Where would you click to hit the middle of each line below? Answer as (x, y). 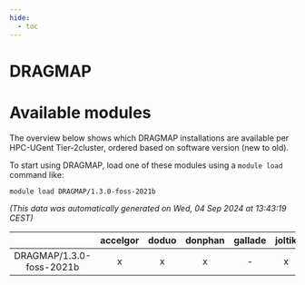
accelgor (119, 240)
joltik (286, 240)
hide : (20, 18)
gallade (250, 240)
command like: (37, 174)
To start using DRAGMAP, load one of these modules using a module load (146, 165)
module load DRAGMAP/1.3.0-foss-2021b (83, 192)
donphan (205, 240)
